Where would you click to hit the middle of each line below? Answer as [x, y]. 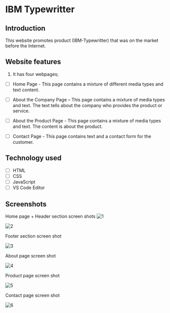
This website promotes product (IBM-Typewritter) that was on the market [82, 40]
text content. [26, 90]
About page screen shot [31, 255]
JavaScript [24, 182]
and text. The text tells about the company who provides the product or [87, 105]
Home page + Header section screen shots [50, 216]
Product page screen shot [33, 275]
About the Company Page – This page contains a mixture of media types [89, 99]
